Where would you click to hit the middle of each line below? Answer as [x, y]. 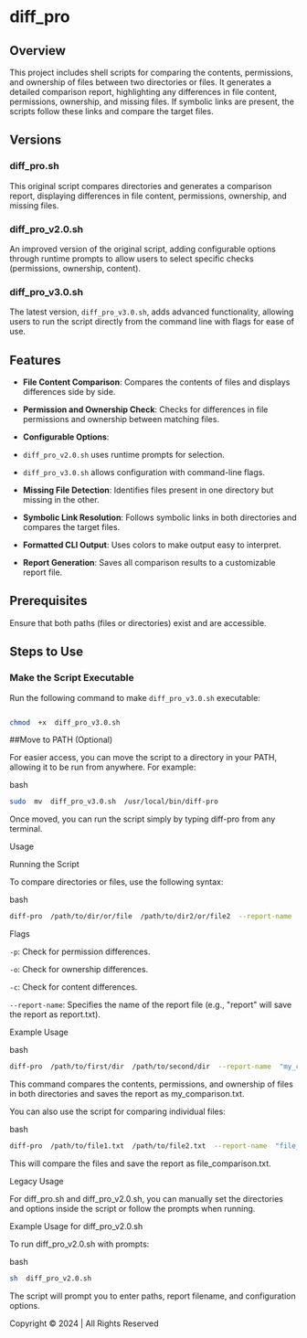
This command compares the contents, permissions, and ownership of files [152, 1084]
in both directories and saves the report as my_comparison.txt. [127, 1094]
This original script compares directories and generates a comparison [141, 186]
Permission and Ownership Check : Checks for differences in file [145, 409]
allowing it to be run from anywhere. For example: [103, 767]
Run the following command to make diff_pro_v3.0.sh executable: [135, 697]
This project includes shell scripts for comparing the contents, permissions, [152, 72]
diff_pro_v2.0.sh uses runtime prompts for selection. [124, 455]
